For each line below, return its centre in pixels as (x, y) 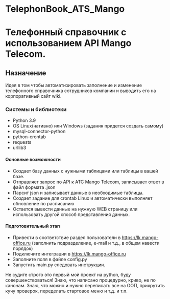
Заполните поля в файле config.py (50, 259)
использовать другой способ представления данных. (71, 214)
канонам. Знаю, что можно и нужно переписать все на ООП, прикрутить (85, 285)
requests (22, 142)
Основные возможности (33, 160)
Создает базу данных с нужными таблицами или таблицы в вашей (85, 171)
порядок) (23, 248)
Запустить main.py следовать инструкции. (59, 265)
